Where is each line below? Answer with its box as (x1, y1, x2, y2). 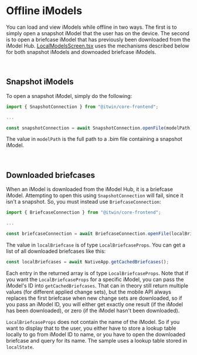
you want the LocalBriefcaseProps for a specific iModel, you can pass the (6, 276, 184, 283)
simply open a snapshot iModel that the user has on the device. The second (6, 29, 189, 36)
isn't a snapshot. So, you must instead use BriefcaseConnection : (6, 198, 161, 205)
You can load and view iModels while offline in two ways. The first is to (6, 23, 177, 31)
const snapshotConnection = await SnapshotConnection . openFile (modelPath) (6, 125, 193, 131)
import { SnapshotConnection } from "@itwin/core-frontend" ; (6, 104, 159, 110)
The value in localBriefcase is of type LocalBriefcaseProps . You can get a (6, 241, 186, 248)
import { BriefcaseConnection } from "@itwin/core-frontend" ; (6, 209, 161, 215)
